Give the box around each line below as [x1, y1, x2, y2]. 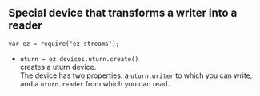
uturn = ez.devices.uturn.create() [19, 55, 139, 63]
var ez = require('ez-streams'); [8, 40, 120, 48]
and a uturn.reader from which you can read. [19, 79, 170, 88]
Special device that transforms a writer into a [8, 6, 238, 20]
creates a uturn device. [19, 62, 97, 71]
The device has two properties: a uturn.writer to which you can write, [19, 71, 253, 80]
